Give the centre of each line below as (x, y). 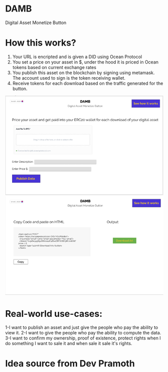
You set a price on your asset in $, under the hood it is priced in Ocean (86, 62)
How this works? (41, 43)
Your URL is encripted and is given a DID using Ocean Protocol (77, 57)
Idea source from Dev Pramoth (70, 364)
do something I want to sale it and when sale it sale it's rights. (69, 343)
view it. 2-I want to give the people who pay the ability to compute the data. (83, 333)
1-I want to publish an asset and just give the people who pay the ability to (82, 327)
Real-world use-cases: (54, 314)
